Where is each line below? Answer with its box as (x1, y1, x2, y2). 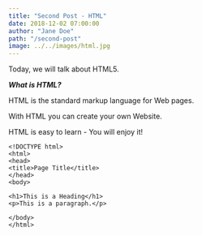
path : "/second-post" (8, 34, 82, 43)
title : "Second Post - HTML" (8, 11, 107, 20)
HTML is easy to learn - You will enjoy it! (8, 127, 144, 137)
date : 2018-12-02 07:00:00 (8, 19, 100, 28)
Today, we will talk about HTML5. (8, 64, 119, 74)
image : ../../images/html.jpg (8, 42, 111, 50)
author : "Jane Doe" (8, 27, 75, 35)
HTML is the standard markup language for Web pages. (8, 96, 195, 105)
